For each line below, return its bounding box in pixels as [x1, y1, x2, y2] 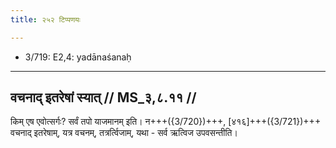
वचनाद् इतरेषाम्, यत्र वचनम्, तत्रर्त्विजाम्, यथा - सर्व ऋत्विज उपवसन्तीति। [10, 127, 238, 139]
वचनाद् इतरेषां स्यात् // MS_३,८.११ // [10, 89, 197, 106]
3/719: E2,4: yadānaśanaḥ [24, 51, 132, 63]
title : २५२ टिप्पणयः [10, 14, 81, 25]
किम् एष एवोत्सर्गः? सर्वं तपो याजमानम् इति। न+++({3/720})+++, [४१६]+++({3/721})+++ [10, 116, 322, 128]
